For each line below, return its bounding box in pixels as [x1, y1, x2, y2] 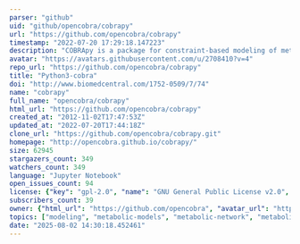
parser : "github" [9, 13, 74, 22]
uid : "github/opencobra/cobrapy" [9, 21, 134, 30]
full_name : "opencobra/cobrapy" [9, 96, 129, 105]
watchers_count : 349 [9, 163, 87, 172]
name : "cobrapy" [9, 88, 70, 97]
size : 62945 [9, 146, 54, 155]
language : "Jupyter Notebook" [9, 171, 122, 180]
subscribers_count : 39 [9, 196, 94, 206]
